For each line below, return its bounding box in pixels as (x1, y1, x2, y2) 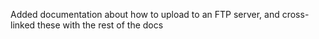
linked (10, 19, 36, 31)
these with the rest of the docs (37, 19, 164, 31)
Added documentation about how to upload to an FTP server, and (10, 9, 280, 20)
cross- (281, 9, 310, 20)
